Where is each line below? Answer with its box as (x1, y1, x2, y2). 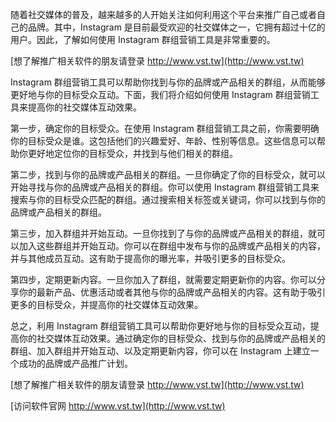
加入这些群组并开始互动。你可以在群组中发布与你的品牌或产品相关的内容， (18, 240, 326, 252)
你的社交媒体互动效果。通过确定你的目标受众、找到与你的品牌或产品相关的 (18, 333, 326, 344)
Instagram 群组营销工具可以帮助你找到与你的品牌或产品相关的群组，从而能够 (10, 76, 326, 88)
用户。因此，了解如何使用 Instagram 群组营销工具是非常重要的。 (10, 34, 276, 45)
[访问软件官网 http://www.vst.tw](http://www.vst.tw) (10, 400, 226, 412)
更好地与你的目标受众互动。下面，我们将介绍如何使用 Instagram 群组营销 (10, 89, 311, 100)
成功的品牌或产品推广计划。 (18, 358, 133, 369)
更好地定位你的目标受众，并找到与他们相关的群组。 (27, 148, 238, 159)
